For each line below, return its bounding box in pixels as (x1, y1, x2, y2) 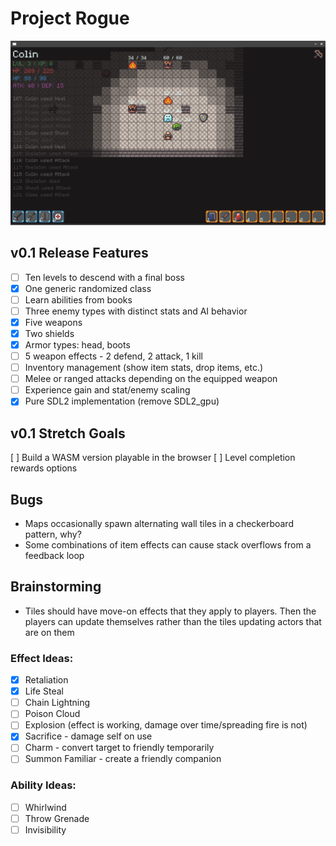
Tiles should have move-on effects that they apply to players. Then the (24, 605, 317, 617)
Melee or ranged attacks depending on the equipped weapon (24, 373, 278, 385)
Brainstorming (10, 578, 102, 596)
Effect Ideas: (10, 651, 74, 665)
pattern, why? (24, 528, 82, 540)
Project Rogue (10, 7, 130, 30)
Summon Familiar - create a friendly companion (24, 753, 222, 765)
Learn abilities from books (24, 293, 133, 306)
